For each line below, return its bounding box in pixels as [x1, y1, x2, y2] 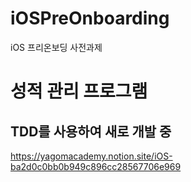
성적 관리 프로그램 [10, 80, 148, 103]
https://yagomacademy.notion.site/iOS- [10, 150, 173, 162]
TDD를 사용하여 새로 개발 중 [10, 123, 172, 140]
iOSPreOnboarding [10, 7, 170, 30]
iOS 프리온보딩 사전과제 [10, 41, 103, 53]
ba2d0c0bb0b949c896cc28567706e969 [10, 160, 182, 172]
